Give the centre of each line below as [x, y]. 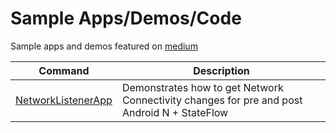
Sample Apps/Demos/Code [126, 18]
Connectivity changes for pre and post [212, 100]
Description [221, 70]
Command [64, 70]
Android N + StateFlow [175, 112]
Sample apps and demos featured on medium [104, 46]
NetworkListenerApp [64, 100]
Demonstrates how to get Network [202, 87]
